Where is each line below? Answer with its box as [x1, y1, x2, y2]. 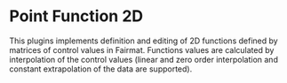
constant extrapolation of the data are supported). [9, 64, 193, 74]
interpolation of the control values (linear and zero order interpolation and [9, 54, 278, 64]
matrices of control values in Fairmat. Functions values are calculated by [9, 44, 275, 55]
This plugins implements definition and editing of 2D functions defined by [9, 35, 278, 46]
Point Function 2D [9, 6, 144, 26]
